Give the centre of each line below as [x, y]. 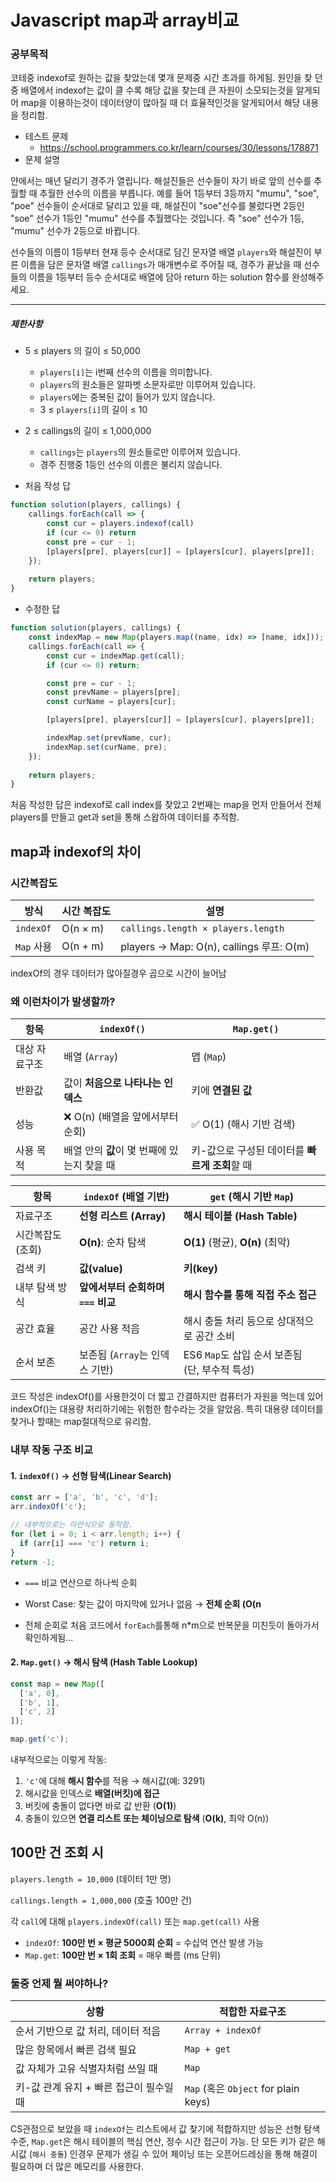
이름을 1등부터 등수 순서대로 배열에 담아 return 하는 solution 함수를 [159, 277]
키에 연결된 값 [222, 1091]
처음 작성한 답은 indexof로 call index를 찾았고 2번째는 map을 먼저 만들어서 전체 [166, 805]
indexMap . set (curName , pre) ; [107, 747]
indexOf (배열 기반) [126, 1197]
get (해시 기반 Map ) [252, 1197]
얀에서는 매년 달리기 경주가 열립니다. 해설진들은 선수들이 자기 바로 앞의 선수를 [161, 181]
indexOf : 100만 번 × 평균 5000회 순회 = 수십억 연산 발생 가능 [144, 1942]
